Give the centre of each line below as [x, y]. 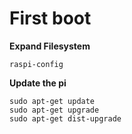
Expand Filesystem [50, 46]
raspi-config [36, 64]
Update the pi [38, 83]
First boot [50, 18]
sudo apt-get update [52, 101]
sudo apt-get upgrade [54, 110]
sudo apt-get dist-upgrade [65, 118]
